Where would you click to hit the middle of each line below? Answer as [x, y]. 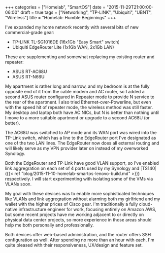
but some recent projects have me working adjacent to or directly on [75, 215]
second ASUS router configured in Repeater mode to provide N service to [80, 97]
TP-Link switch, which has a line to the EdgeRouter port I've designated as [81, 138]
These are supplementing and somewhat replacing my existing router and [80, 57]
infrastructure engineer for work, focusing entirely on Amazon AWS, [87, 209]
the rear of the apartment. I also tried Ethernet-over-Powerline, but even [78, 102]
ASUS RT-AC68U [30, 72]
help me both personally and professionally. [49, 225]
